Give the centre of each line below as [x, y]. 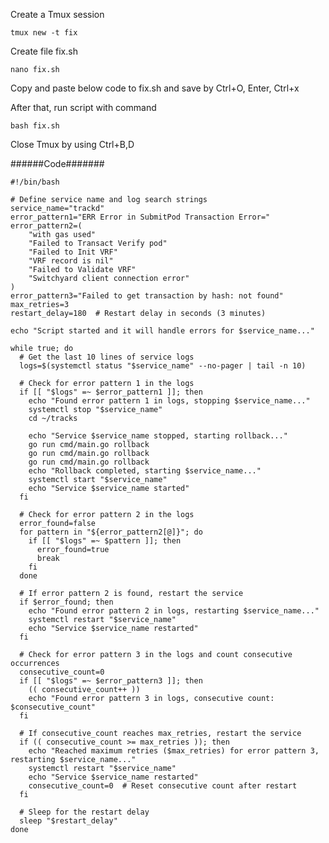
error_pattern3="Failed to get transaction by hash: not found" [147, 296]
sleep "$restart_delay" [68, 821]
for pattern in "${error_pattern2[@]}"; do [111, 532]
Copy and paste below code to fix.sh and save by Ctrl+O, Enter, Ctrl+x [155, 88]
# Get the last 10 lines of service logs [107, 357]
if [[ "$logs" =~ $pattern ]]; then [105, 541]
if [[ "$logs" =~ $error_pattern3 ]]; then [111, 681]
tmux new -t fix [44, 33]
